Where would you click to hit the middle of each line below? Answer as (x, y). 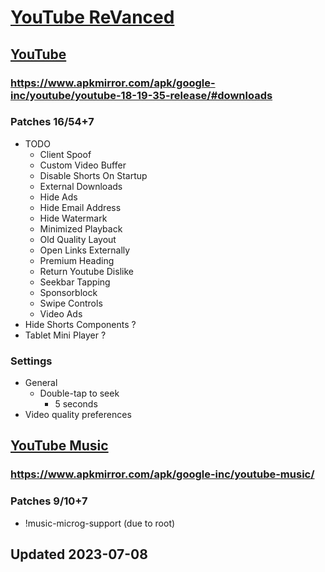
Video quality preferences (78, 415)
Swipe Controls (71, 303)
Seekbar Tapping (75, 282)
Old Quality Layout (78, 239)
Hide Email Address (80, 207)
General (41, 383)
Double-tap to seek (79, 393)
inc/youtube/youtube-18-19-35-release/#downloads (141, 95)
